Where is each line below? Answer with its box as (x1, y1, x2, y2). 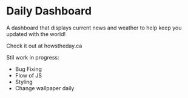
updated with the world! (6, 30, 66, 37)
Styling (15, 78, 33, 85)
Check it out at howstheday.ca (6, 42, 82, 49)
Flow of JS (15, 72, 42, 79)
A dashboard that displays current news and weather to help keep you (6, 24, 182, 31)
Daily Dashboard (6, 4, 92, 18)
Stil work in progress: (6, 54, 59, 61)
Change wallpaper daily (15, 84, 75, 91)
